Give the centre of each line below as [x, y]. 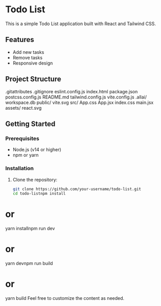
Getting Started [30, 124]
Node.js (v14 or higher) [37, 150]
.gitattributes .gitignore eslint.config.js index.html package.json [72, 91]
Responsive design [33, 63]
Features [20, 40]
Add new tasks [28, 52]
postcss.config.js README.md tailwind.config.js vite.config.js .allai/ [76, 97]
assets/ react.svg [24, 108]
